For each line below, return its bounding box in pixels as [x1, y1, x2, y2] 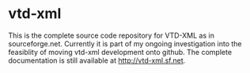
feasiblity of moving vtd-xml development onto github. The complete [8, 47, 232, 57]
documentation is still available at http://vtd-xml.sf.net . [8, 56, 186, 65]
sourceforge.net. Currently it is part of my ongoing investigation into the [8, 38, 243, 48]
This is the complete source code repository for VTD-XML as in [8, 31, 215, 40]
